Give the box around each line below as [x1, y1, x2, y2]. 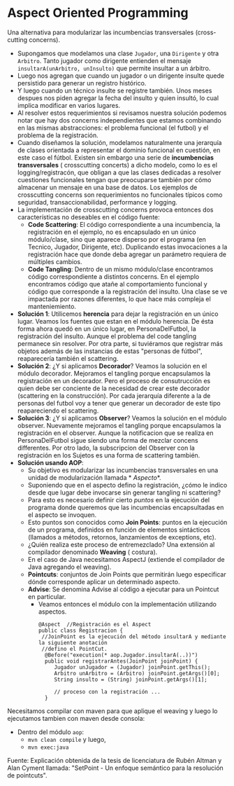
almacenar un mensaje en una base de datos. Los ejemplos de [17, 183, 198, 191]
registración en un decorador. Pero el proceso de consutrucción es [17, 376, 211, 385]
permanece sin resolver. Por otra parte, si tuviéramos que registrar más [17, 339, 224, 347]
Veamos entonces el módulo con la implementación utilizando [38, 600, 217, 608]
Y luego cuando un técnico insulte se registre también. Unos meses [17, 86, 212, 95]
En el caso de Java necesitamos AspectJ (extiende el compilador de [27, 555, 225, 563]
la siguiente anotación [38, 639, 108, 646]
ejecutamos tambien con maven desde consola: [7, 714, 145, 722]
